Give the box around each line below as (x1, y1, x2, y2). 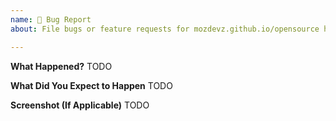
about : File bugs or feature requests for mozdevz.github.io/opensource (10, 24, 320, 34)
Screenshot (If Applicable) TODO (10, 99, 150, 111)
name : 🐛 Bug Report (10, 14, 92, 25)
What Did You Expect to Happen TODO (10, 79, 173, 91)
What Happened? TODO (10, 60, 113, 72)
